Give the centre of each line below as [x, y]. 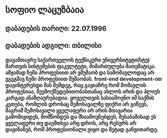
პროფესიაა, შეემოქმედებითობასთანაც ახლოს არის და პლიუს [83, 91]
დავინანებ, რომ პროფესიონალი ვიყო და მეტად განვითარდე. [82, 129]
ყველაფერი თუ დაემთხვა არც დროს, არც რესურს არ [71, 123]
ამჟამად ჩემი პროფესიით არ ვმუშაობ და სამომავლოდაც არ [80, 72]
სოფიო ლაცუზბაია [45, 10]
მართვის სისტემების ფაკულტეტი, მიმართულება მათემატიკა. [80, 66]
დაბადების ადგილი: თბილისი [53, 45]
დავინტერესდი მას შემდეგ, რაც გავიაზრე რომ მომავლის [76, 85]
